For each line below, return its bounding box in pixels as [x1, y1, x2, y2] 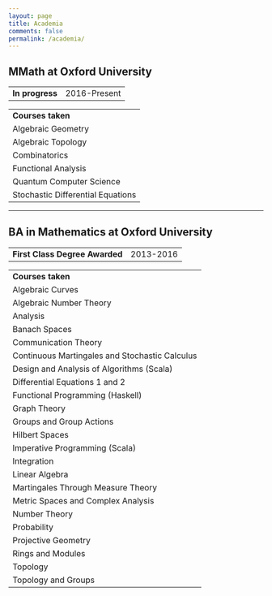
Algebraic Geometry [12, 123, 89, 135]
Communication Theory [12, 336, 103, 348]
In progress [12, 88, 58, 99]
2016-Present [65, 88, 121, 99]
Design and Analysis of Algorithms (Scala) [12, 363, 173, 374]
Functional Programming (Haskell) [12, 389, 142, 400]
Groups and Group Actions [12, 416, 114, 427]
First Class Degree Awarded [12, 248, 123, 260]
